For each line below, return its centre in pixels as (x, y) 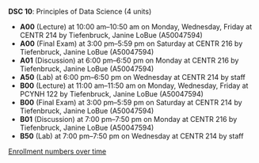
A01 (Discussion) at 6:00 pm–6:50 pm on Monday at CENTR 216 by (129, 60)
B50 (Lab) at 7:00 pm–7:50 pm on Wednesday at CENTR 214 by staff (131, 136)
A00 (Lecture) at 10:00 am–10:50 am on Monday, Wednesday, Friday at (136, 27)
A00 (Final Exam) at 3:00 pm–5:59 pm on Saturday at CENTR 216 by (131, 44)
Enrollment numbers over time (57, 151)
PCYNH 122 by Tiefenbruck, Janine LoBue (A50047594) (112, 94)
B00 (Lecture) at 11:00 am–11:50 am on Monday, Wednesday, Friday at (134, 85)
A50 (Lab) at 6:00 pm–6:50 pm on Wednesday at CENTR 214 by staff (132, 77)
